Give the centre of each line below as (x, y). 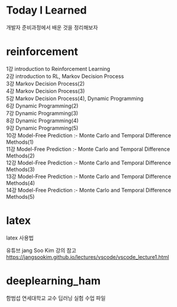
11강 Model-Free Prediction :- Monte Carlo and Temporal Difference (88, 149)
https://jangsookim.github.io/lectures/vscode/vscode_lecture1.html (88, 257)
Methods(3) (20, 169)
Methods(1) (20, 142)
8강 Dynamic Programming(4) (42, 120)
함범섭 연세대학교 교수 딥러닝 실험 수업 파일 (56, 298)
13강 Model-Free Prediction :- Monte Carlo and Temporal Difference (89, 176)
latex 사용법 (20, 238)
